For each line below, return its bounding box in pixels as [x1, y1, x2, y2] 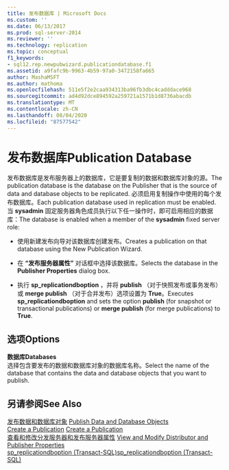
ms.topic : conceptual [7, 49, 69, 55]
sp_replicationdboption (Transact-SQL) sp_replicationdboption [7, 448, 182, 456]
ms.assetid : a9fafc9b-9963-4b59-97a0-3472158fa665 [7, 67, 155, 74]
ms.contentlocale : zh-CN [7, 106, 78, 112]
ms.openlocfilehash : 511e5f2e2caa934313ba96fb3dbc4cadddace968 [7, 86, 192, 93]
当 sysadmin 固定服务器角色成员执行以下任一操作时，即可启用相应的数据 [7, 207, 214, 215]
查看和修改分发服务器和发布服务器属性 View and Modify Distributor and [7, 433, 208, 442]
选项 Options [7, 333, 60, 345]
